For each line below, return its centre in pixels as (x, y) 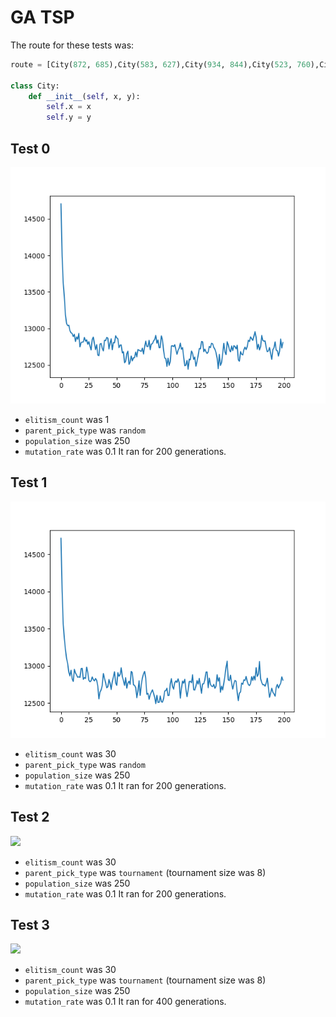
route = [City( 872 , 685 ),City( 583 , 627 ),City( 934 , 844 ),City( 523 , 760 (160, 64)
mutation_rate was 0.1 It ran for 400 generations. (125, 1002)
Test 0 (30, 148)
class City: (35, 86)
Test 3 (30, 925)
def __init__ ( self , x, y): (84, 96)
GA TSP (42, 17)
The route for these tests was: (72, 45)
